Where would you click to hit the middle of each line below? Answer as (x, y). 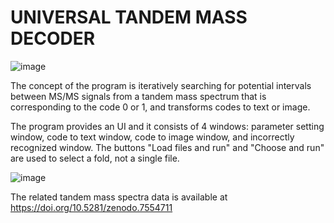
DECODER (53, 38)
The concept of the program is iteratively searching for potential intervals (161, 85)
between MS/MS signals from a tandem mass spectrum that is (138, 96)
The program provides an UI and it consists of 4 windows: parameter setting (167, 126)
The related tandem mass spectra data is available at (119, 197)
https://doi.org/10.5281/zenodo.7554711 (91, 207)
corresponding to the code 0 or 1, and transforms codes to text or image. (160, 107)
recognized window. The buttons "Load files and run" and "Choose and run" (167, 147)
